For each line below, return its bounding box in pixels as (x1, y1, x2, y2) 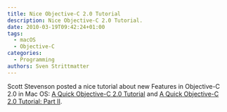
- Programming (13, 56, 55, 63)
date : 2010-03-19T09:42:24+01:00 (7, 23, 105, 30)
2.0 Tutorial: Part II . (7, 97, 63, 106)
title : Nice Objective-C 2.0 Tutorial (7, 10, 121, 18)
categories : (7, 50, 42, 57)
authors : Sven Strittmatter (7, 63, 90, 70)
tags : (7, 30, 23, 37)
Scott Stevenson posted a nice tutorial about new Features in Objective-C (7, 82, 220, 90)
